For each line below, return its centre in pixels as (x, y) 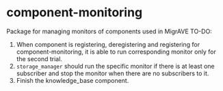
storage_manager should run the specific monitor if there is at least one (115, 66)
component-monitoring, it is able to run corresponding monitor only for (116, 52)
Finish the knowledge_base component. (73, 80)
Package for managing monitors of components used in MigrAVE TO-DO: (109, 31)
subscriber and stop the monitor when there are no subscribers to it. (113, 73)
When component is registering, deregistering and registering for (108, 44)
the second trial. (39, 58)
